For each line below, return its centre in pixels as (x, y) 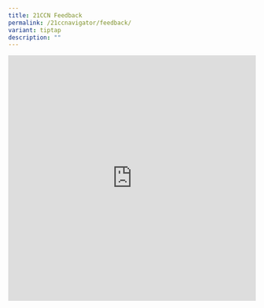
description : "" (35, 37)
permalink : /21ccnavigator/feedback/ (70, 23)
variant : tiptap (35, 30)
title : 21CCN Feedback (45, 15)
